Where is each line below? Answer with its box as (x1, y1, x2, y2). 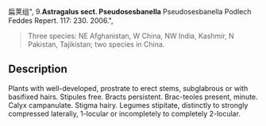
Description (8, 63, 67, 76)
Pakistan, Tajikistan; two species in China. (27, 40, 165, 49)
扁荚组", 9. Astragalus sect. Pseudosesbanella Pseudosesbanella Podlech (8, 7, 252, 16)
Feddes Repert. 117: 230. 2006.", (8, 16, 114, 25)
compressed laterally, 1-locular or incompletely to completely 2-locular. (8, 109, 241, 118)
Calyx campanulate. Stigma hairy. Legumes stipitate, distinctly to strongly (8, 100, 249, 109)
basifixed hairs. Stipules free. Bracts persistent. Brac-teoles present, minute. (8, 92, 258, 101)
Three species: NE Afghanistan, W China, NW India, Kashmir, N (27, 31, 234, 40)
